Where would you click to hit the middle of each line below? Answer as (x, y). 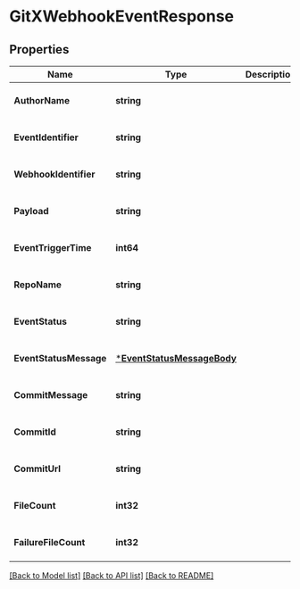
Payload (31, 211)
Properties (39, 50)
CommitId (35, 432)
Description (271, 75)
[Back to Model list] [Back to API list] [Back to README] (112, 576)
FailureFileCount (50, 542)
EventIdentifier (46, 137)
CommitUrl (37, 469)
